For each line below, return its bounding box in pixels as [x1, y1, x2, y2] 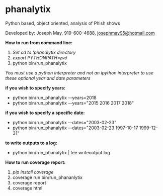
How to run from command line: [5, 39, 73, 46]
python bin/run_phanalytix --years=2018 [12, 94, 97, 101]
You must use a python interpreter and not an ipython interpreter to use [5, 69, 153, 76]
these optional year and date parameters [5, 75, 91, 81]
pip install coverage [12, 169, 54, 175]
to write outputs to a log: [5, 140, 58, 146]
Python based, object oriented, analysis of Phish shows [5, 20, 120, 26]
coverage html [12, 185, 43, 191]
